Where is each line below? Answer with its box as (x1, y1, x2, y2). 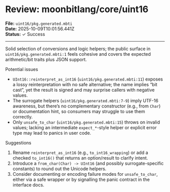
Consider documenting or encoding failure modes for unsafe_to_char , (12, 171, 158, 177)
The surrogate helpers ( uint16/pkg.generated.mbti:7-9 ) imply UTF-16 (12, 97, 158, 103)
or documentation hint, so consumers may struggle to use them (12, 108, 145, 114)
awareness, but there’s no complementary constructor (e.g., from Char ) (12, 103, 161, 109)
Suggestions (5, 139, 32, 145)
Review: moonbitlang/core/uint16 (5, 4, 149, 15)
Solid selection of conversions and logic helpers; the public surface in (5, 46, 151, 52)
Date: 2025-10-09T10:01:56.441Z (5, 25, 75, 31)
